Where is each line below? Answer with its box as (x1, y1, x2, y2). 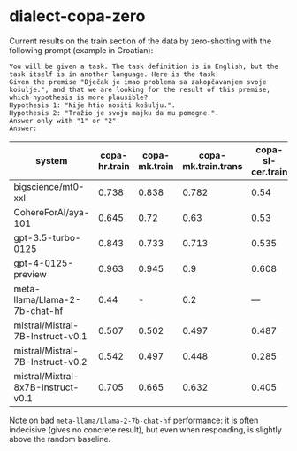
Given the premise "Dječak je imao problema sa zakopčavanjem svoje (9, 77, 267, 86)
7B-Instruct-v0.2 (13, 355, 88, 368)
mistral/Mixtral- (13, 369, 80, 382)
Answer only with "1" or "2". (9, 116, 121, 125)
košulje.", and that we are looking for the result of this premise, (9, 85, 271, 94)
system (34, 154, 68, 167)
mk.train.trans (182, 159, 243, 172)
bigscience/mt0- (13, 180, 85, 192)
